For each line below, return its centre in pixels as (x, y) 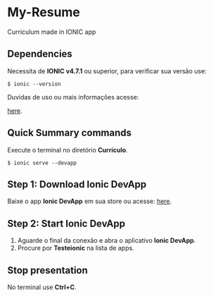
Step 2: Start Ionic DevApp (66, 223)
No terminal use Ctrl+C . (42, 287)
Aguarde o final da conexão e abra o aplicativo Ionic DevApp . (106, 241)
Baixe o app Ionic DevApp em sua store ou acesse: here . (90, 201)
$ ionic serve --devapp (42, 163)
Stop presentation (47, 270)
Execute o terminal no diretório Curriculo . (67, 150)
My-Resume (44, 12)
